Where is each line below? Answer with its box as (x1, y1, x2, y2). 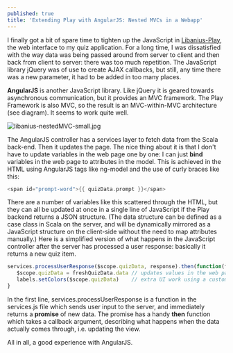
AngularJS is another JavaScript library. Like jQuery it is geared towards (7, 86, 214, 95)
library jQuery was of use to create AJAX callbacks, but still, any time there (7, 65, 221, 74)
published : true (7, 10, 54, 17)
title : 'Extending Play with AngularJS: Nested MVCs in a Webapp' (7, 17, 203, 24)
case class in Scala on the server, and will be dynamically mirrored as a (7, 220, 212, 229)
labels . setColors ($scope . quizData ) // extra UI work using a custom (16, 276, 228, 284)
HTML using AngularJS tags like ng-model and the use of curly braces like (7, 165, 220, 173)
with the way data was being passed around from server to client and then (7, 50, 220, 59)
